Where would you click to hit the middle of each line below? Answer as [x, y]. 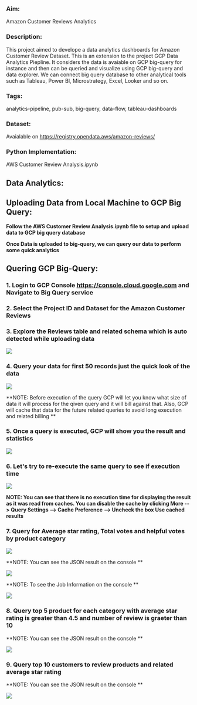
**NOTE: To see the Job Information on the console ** [72, 585]
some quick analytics [33, 250]
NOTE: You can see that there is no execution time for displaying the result [98, 497]
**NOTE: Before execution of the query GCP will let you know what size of [96, 397]
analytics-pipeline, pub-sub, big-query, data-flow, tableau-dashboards [91, 109]
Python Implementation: [41, 152]
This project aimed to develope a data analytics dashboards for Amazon [93, 49]
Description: [24, 37]
